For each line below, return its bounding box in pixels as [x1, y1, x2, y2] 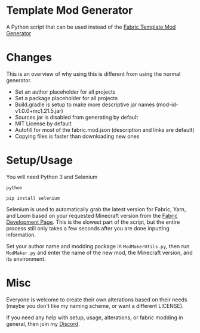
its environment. [6, 255, 46, 263]
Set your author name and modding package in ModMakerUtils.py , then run [6, 242, 190, 249]
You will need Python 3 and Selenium [6, 173, 98, 180]
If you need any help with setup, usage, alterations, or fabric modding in [6, 314, 183, 321]
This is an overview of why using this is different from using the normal [6, 70, 181, 78]
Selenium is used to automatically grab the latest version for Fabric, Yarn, [6, 205, 186, 212]
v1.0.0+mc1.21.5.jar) [14, 107, 64, 114]
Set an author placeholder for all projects [14, 88, 116, 95]
